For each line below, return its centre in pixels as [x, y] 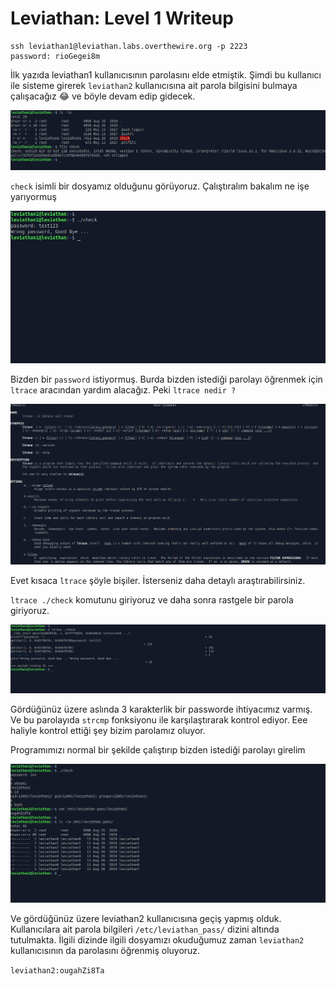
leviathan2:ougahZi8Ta [57, 970]
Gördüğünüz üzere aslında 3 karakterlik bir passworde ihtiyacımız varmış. [161, 709]
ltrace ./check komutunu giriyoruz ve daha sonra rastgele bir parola [152, 599]
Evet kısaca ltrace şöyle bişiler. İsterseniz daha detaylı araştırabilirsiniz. [158, 580]
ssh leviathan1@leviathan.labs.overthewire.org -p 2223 [129, 46]
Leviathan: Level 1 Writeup [122, 18]
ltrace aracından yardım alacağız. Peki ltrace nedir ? [123, 389]
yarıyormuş [33, 196]
